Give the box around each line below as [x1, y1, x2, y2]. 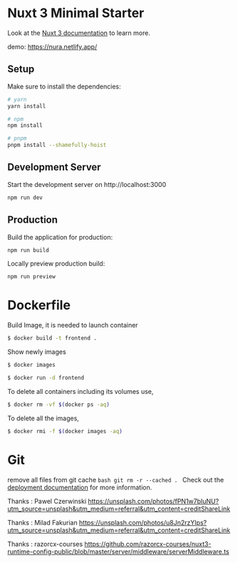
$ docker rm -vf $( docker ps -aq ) [7, 401, 110, 408]
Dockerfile [7, 298, 71, 313]
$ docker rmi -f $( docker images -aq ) [7, 427, 123, 435]
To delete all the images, [7, 414, 80, 422]
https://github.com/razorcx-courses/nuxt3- [84, 539, 212, 548]
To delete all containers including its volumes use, [7, 387, 154, 395]
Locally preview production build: [7, 259, 105, 268]
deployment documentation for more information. [7, 483, 152, 492]
